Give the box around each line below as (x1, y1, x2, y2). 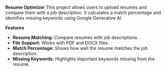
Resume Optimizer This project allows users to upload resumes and (5, 5, 147, 10)
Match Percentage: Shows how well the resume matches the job (12, 45, 148, 51)
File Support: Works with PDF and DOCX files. (12, 40, 109, 46)
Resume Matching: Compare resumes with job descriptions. (12, 35, 139, 40)
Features (5, 25, 24, 31)
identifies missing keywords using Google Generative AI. (5, 15, 123, 21)
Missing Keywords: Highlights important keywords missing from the (12, 56, 155, 62)
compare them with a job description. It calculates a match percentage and (5, 10, 161, 16)
